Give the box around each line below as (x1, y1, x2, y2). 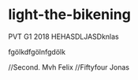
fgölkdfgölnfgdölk (8, 47, 65, 56)
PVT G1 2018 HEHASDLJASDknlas (8, 32, 120, 41)
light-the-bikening (8, 6, 132, 24)
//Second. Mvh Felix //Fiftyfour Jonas (8, 62, 130, 72)
